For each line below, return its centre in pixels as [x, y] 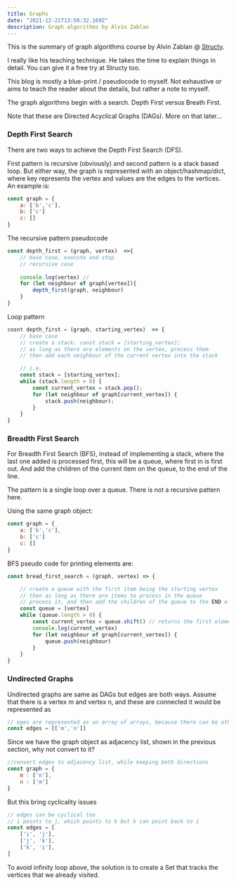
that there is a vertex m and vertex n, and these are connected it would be [114, 702]
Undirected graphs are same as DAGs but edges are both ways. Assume [112, 694]
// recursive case [47, 264]
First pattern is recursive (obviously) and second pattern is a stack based [113, 163]
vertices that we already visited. [53, 875]
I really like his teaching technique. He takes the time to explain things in [112, 60]
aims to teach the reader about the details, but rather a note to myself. [109, 89]
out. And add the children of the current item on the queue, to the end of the [118, 469]
